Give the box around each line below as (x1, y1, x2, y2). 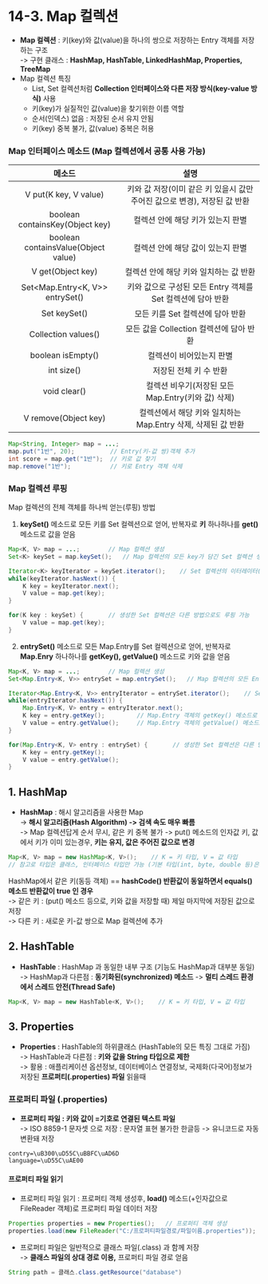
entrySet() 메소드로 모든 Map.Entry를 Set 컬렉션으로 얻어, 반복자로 (19, 641, 231, 651)
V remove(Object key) (23, 413, 106, 424)
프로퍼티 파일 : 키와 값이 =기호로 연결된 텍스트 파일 (19, 1113, 175, 1123)
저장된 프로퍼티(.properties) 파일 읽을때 (19, 1072, 146, 1082)
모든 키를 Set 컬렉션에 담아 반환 (134, 308, 246, 319)
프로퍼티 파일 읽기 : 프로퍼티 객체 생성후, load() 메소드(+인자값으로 (19, 1193, 228, 1203)
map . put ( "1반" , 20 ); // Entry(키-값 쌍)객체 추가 (8, 448, 195, 456)
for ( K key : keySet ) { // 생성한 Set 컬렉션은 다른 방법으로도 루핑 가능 (8, 612, 250, 620)
